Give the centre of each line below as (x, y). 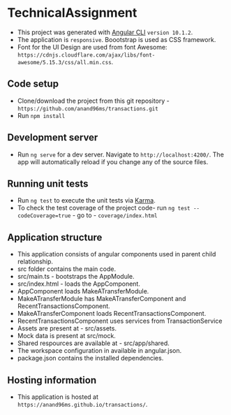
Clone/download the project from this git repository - (93, 101)
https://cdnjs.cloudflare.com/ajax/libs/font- (86, 55)
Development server (53, 138)
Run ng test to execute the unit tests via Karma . (86, 201)
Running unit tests (48, 183)
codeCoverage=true (44, 216)
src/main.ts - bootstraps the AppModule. (76, 277)
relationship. (35, 262)
